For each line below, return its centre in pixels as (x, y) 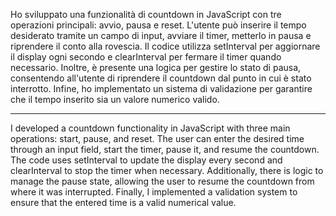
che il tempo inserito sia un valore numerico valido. (115, 99)
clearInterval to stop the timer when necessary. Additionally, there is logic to (167, 170)
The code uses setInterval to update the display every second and (146, 160)
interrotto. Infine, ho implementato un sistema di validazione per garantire (161, 88)
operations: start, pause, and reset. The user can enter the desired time (157, 138)
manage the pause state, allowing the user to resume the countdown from (162, 181)
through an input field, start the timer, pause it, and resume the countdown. (165, 149)
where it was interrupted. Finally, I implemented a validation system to (154, 192)
